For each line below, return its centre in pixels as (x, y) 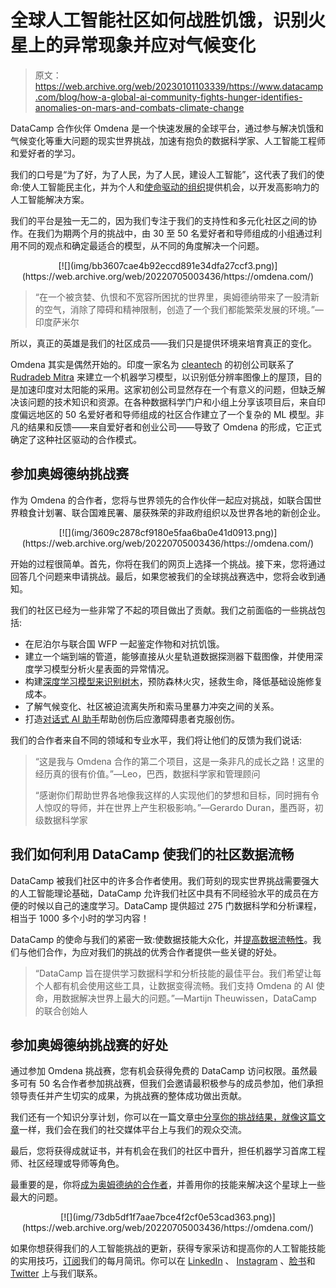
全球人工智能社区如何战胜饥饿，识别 (159, 20)
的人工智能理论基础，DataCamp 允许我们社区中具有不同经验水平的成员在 (160, 893)
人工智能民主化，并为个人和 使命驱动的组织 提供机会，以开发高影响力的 (175, 187)
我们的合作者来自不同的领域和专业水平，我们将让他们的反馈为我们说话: (156, 740)
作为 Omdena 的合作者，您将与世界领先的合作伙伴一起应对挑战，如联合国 (161, 500)
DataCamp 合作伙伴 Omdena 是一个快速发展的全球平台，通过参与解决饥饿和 (167, 128)
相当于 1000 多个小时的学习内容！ (80, 918)
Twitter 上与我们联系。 (56, 1273)
